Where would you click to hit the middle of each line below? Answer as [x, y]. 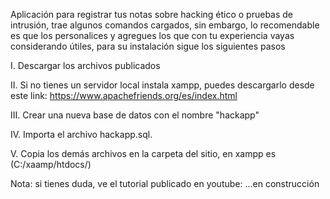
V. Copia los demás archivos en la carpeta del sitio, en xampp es [143, 153]
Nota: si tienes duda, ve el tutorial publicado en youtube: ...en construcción [165, 183]
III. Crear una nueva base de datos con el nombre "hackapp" [135, 115]
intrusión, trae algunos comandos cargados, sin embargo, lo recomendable [165, 25]
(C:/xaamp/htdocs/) [51, 164]
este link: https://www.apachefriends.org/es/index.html [124, 95]
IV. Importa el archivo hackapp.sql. [81, 134]
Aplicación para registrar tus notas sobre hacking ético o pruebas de [152, 14]
